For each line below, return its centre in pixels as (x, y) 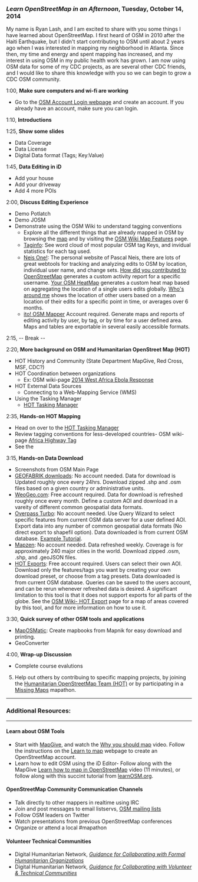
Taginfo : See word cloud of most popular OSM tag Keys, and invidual (107, 245)
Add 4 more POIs (36, 191)
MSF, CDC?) (29, 367)
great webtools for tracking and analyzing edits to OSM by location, (105, 264)
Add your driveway (37, 184)
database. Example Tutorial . (48, 539)
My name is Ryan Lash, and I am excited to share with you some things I (93, 29)
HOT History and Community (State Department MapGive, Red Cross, (99, 361)
